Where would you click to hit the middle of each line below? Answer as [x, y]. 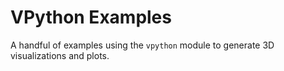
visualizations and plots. [60, 55]
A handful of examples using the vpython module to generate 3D [142, 45]
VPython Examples [91, 17]
